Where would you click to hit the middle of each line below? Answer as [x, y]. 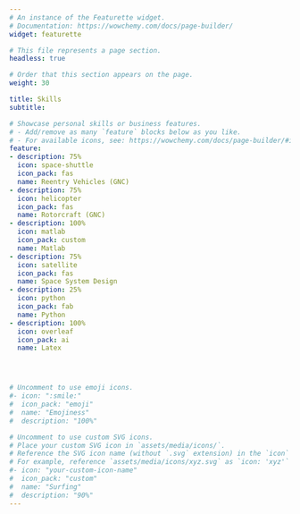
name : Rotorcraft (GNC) [61, 215]
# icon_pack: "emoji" [51, 404]
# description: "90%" [51, 495]
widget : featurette [46, 34]
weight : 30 [29, 83]
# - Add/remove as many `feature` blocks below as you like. [125, 132]
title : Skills [36, 99]
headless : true [37, 59]
